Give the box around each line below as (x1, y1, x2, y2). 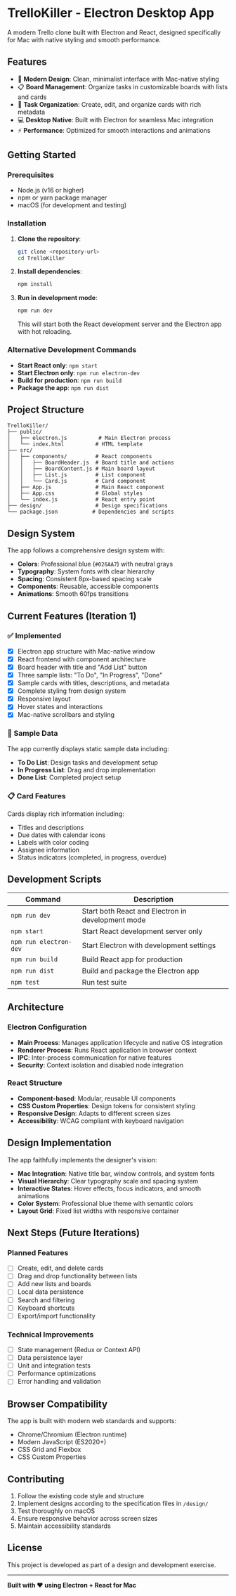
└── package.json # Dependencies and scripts (7, 508, 174, 516)
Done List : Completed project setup (17, 773, 122, 781)
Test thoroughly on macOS (17, 1506, 96, 1515)
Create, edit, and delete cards (17, 1264, 104, 1273)
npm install (17, 281, 53, 288)
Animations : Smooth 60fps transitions (17, 590, 129, 598)
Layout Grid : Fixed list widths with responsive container (17, 1207, 179, 1215)
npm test (11, 978, 40, 986)
